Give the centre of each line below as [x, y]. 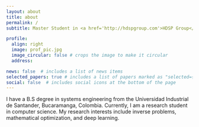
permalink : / [22, 22]
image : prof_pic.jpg [37, 50]
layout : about [24, 12]
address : [22, 61]
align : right [28, 44]
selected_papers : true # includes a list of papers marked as [84, 77]
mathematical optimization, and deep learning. [63, 118]
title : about [22, 17]
